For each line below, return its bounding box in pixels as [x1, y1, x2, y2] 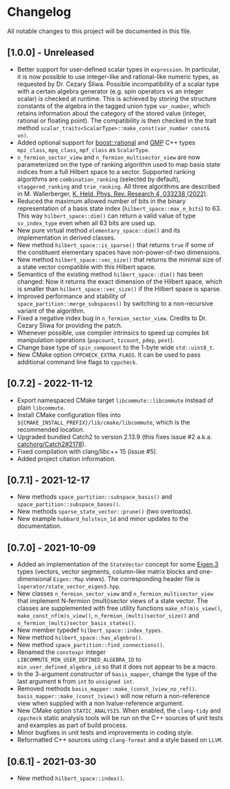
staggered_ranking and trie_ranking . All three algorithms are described [16, 182, 220, 190]
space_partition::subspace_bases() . [16, 500, 122, 508]
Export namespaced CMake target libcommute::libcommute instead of [16, 396, 214, 404]
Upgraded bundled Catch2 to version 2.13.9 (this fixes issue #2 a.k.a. [16, 432, 213, 441]
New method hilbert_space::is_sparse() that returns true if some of [16, 240, 214, 249]
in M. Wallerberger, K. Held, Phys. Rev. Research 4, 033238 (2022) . [16, 189, 208, 198]
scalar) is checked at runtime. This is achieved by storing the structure [16, 94, 217, 103]
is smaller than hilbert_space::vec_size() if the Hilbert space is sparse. [16, 284, 222, 293]
